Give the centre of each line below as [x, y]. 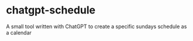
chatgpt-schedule [51, 10]
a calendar [19, 32]
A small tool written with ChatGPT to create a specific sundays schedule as [96, 26]
